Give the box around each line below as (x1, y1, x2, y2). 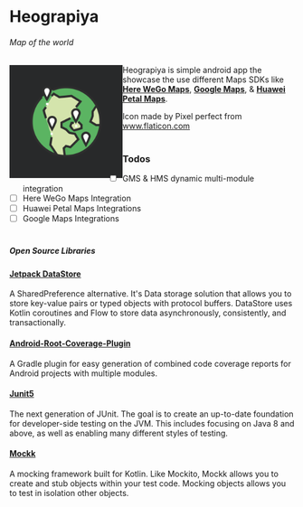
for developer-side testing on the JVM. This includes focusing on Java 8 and (9, 418, 295, 428)
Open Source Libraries (9, 246, 96, 257)
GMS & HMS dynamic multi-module (121, 173, 255, 183)
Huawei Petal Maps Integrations (22, 203, 142, 214)
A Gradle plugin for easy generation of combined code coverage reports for (9, 358, 291, 369)
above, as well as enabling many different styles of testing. (9, 427, 229, 438)
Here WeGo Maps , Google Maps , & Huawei (122, 84, 287, 95)
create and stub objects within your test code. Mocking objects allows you (9, 477, 287, 489)
